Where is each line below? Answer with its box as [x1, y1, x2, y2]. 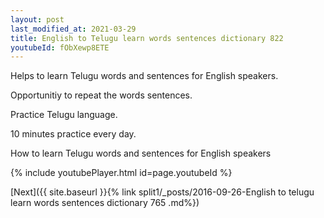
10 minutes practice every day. [10, 128, 137, 140]
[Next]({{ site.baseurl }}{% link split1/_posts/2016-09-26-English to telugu [10, 186, 315, 198]
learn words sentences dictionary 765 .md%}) [10, 197, 200, 209]
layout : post [10, 14, 65, 25]
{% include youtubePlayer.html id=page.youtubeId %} [10, 167, 233, 179]
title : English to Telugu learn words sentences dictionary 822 [10, 33, 284, 43]
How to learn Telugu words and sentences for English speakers [10, 147, 272, 160]
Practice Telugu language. [10, 109, 118, 121]
